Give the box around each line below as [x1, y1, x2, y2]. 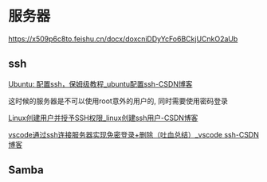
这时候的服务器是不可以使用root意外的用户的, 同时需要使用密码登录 [8, 96, 229, 106]
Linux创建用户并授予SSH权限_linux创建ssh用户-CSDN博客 [8, 113, 198, 122]
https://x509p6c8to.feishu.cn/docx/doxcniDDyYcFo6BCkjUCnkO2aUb [8, 33, 238, 44]
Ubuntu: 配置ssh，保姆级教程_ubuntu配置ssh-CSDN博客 [8, 79, 193, 88]
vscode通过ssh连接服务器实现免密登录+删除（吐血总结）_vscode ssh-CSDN [8, 130, 259, 139]
